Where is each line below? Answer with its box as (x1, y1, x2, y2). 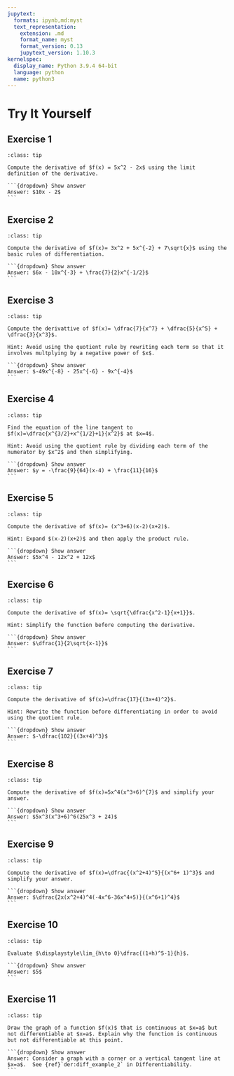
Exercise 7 (7, 665, 54, 677)
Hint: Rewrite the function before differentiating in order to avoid (7, 708, 218, 715)
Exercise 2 (7, 214, 54, 226)
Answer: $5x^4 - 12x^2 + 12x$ (7, 553, 96, 560)
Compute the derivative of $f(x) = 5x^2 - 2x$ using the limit (7, 164, 196, 172)
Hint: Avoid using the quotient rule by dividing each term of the (7, 442, 209, 449)
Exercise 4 (7, 393, 55, 405)
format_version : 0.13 (20, 43, 83, 50)
